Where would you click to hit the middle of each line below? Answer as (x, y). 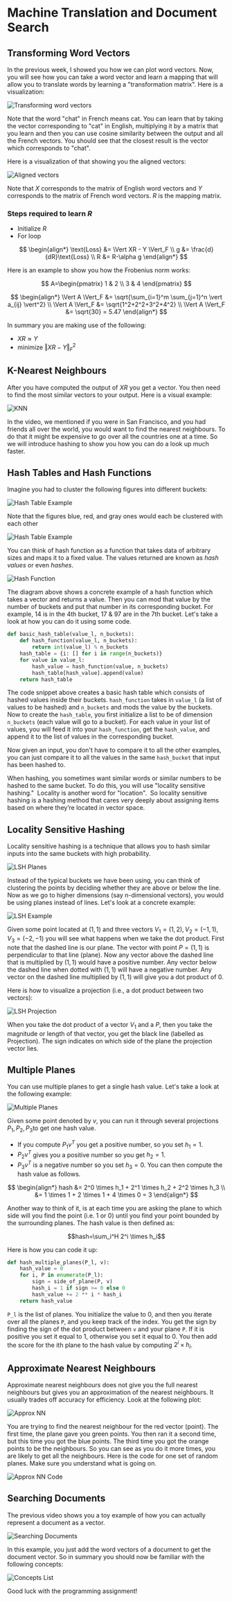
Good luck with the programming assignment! (72, 1591)
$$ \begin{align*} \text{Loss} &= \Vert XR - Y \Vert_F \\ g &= (104, 249)
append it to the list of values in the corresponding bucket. (91, 737)
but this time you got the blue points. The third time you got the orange (108, 1441)
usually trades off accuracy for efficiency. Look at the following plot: (105, 1399)
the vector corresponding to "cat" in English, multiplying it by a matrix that (113, 126)
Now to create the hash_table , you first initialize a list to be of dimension (110, 714)
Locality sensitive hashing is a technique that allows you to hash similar (109, 846)
